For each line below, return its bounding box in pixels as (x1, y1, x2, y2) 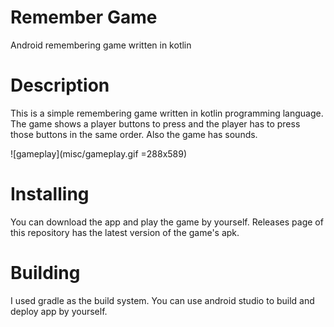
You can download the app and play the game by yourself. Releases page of (10, 216, 324, 228)
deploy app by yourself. (10, 305, 108, 317)
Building (10, 262, 81, 284)
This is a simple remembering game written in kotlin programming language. (10, 107, 324, 119)
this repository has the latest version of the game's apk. (10, 226, 240, 238)
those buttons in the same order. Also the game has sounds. (10, 128, 258, 140)
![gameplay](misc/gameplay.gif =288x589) (10, 147, 188, 160)
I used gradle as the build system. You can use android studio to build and (10, 294, 315, 306)
